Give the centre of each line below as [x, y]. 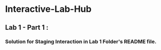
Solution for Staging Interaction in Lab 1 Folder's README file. [81, 42]
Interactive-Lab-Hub [48, 9]
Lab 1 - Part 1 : [27, 27]
